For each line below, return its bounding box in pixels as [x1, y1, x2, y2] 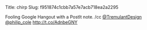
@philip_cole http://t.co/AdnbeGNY [5, 19, 77, 25]
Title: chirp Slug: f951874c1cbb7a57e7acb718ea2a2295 [5, 4, 118, 10]
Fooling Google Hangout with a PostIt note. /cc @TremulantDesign [5, 14, 142, 19]
